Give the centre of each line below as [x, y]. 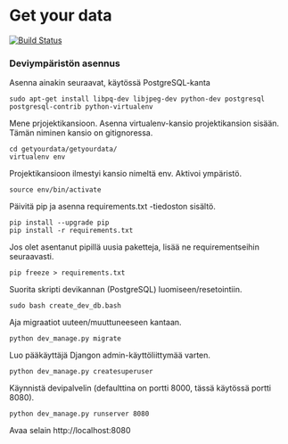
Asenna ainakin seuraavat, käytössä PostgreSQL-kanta [110, 83]
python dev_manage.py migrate [66, 339]
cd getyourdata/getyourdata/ [63, 149]
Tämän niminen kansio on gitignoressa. [81, 133]
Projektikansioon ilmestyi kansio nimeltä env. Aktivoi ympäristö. [126, 174]
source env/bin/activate [55, 190]
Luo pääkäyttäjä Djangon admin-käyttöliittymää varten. [110, 355]
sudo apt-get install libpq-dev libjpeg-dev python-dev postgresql [137, 99]
